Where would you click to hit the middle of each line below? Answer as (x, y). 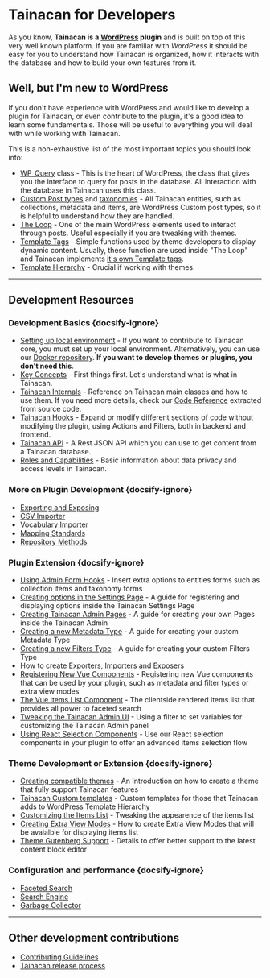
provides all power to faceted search (81, 709)
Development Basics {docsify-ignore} (84, 323)
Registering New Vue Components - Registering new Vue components (137, 674)
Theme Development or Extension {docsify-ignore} (110, 763)
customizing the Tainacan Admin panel (84, 726)
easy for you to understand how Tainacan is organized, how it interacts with (134, 54)
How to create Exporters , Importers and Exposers (102, 665)
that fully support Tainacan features (79, 789)
